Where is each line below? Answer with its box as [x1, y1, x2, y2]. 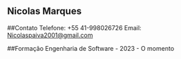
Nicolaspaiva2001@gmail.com [7, 31, 93, 39]
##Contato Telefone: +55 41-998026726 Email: [7, 23, 142, 32]
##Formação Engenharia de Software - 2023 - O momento [7, 44, 175, 52]
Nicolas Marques [7, 5, 82, 17]
